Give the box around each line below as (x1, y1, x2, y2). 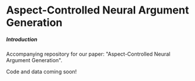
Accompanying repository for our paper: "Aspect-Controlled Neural (6, 50, 171, 58)
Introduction (6, 36, 37, 43)
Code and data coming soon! (6, 68, 77, 75)
